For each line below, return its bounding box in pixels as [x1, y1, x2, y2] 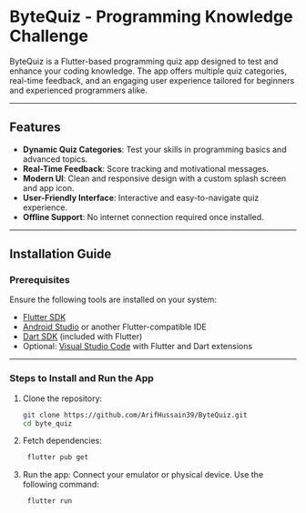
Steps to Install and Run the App [9, 372, 155, 385]
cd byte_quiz [22, 418, 73, 428]
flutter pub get [26, 453, 89, 462]
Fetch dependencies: [22, 435, 103, 447]
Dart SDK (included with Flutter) [22, 331, 143, 342]
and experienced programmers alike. [9, 85, 148, 96]
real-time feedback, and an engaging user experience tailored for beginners [9, 75, 295, 85]
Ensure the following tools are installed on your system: [9, 294, 217, 306]
